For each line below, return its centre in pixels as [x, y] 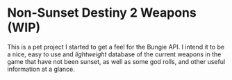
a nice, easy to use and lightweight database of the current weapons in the [114, 54]
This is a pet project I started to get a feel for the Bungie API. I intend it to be [116, 47]
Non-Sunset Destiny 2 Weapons [102, 13]
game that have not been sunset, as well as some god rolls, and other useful [116, 61]
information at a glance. [41, 69]
